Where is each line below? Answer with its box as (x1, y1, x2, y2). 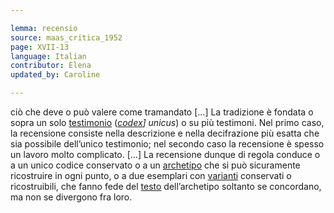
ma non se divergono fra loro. (10, 191, 133, 203)
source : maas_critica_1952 (10, 32, 123, 43)
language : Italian (10, 51, 87, 61)
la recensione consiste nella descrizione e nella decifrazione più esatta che (10, 127, 320, 139)
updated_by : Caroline (10, 70, 101, 80)
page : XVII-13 (10, 42, 70, 52)
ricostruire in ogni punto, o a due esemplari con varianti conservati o (10, 170, 292, 181)
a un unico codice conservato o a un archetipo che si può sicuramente (10, 159, 301, 171)
